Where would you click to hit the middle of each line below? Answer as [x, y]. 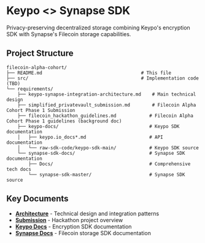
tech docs [19, 169]
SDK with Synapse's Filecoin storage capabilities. [69, 34]
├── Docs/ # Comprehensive [110, 164]
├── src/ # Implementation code [103, 78]
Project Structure [40, 54]
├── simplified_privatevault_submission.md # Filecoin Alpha [107, 105]
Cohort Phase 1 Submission [41, 110]
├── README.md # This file [89, 73]
